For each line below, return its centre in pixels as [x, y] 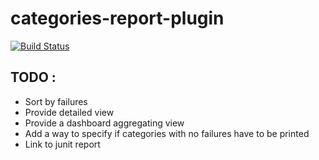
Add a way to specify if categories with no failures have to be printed [167, 133]
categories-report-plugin [117, 18]
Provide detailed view [69, 112]
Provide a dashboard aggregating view [104, 123]
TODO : [33, 77]
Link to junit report [62, 144]
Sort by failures [56, 101]
